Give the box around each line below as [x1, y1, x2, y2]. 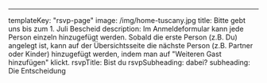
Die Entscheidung [8, 66, 66, 75]
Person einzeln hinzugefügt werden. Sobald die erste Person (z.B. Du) [8, 32, 238, 42]
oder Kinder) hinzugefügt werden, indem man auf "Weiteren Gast [8, 49, 222, 58]
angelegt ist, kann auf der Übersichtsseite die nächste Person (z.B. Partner [8, 41, 253, 50]
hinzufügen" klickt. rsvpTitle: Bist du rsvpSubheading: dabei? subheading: [8, 58, 250, 67]
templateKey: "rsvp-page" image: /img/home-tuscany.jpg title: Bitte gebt [8, 16, 246, 25]
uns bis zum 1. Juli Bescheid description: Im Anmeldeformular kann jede [8, 25, 244, 33]
